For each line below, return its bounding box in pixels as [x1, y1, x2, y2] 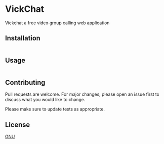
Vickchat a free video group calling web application [5, 20, 110, 26]
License [5, 120, 30, 129]
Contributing [5, 78, 45, 87]
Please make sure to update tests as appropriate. [5, 106, 105, 112]
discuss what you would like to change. [5, 97, 85, 103]
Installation [5, 34, 41, 42]
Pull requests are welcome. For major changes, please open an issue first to [5, 91, 160, 97]
